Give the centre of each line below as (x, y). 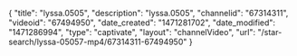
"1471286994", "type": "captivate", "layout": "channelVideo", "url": (132, 32)
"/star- (269, 32)
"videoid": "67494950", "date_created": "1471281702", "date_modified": (142, 23)
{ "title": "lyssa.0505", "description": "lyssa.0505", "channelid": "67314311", (148, 13)
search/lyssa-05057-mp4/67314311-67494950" (98, 42)
